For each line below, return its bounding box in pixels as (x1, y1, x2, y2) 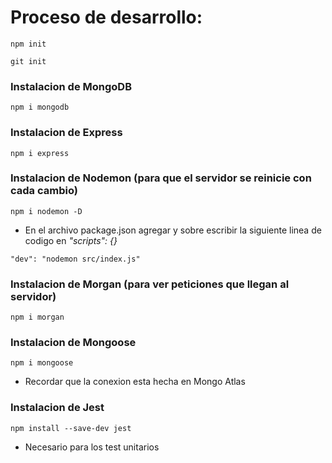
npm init (10, 39, 47, 49)
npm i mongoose (10, 358, 74, 368)
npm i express (10, 148, 70, 158)
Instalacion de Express (10, 126, 123, 140)
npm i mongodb (10, 102, 70, 113)
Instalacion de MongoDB (10, 79, 132, 93)
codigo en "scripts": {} (24, 234, 118, 246)
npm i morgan (10, 312, 65, 323)
